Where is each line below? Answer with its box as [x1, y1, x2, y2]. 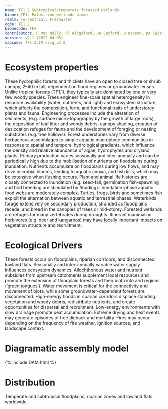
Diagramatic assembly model [5, 343, 129, 354]
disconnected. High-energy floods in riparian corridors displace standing [5, 293, 156, 299]
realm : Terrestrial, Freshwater [5, 17, 72, 22]
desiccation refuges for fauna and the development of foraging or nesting [5, 126, 157, 132]
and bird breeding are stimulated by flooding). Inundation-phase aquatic [5, 184, 154, 190]
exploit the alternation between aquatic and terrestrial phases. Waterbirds [5, 195, 157, 201]
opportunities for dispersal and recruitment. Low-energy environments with [5, 304, 160, 310]
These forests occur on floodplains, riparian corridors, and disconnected [5, 256, 155, 262]
